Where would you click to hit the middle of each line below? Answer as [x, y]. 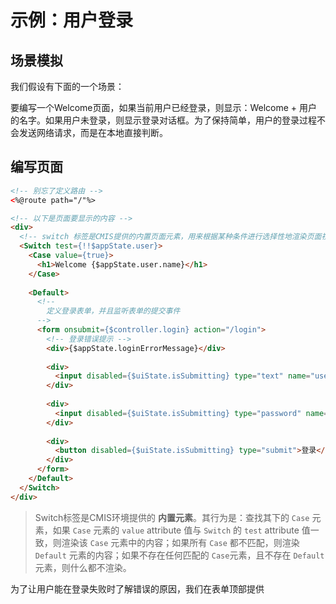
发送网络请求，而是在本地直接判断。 [93, 132]
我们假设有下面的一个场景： [67, 86]
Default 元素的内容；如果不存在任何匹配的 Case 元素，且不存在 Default [179, 555]
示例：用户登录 [72, 20]
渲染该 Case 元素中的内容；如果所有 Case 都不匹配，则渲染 [180, 542]
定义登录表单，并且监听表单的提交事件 [113, 311]
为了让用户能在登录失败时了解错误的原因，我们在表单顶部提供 [137, 588]
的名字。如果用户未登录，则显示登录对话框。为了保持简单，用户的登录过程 [163, 120]
